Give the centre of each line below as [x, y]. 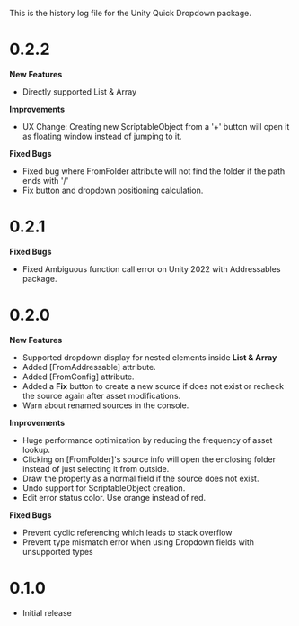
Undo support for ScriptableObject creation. [104, 488]
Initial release [47, 612]
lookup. [36, 449]
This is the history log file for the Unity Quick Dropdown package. [130, 13]
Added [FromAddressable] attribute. [89, 367]
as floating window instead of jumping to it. [102, 136]
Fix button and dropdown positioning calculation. [113, 190]
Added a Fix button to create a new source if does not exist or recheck [153, 386]
